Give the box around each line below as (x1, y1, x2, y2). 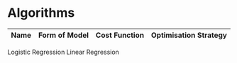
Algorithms (7, 5, 75, 21)
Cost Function (95, 30, 144, 40)
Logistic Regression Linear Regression (7, 48, 119, 56)
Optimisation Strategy (150, 30, 227, 40)
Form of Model (38, 30, 89, 40)
